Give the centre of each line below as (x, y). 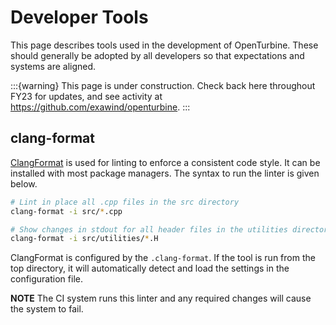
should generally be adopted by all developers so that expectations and (157, 55)
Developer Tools (79, 17)
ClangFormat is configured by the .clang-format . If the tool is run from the (163, 258)
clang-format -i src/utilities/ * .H (84, 239)
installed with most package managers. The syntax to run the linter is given (165, 173)
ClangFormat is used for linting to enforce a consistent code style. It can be (165, 162)
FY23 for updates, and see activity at (86, 96)
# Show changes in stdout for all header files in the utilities (149, 229)
